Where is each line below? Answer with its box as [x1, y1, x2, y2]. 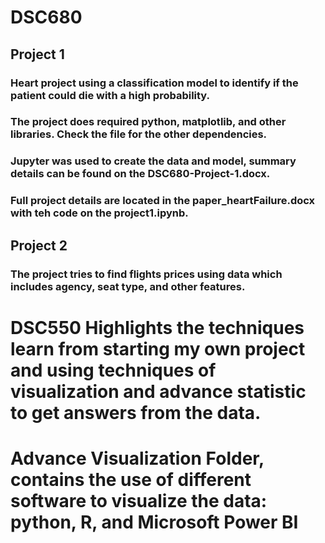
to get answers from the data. [10, 401, 262, 424]
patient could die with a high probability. [10, 88, 211, 102]
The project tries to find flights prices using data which [10, 267, 283, 281]
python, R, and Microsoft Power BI [10, 511, 299, 533]
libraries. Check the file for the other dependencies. [10, 127, 268, 141]
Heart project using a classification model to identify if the [10, 76, 299, 90]
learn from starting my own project [10, 337, 306, 360]
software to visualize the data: [10, 489, 268, 512]
